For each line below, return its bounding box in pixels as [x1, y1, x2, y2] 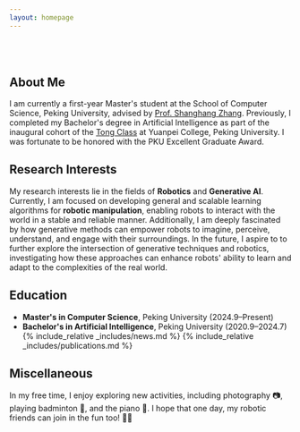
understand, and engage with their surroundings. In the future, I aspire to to [9, 233, 288, 244]
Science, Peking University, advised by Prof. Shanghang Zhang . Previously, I [9, 108, 291, 119]
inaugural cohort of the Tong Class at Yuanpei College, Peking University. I [9, 127, 285, 138]
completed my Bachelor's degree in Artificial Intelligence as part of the [9, 117, 270, 128]
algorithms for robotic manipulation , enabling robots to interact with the [9, 205, 276, 216]
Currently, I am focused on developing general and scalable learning [9, 195, 261, 206]
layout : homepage [9, 13, 74, 22]
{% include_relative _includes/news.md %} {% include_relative [21, 330, 254, 341]
